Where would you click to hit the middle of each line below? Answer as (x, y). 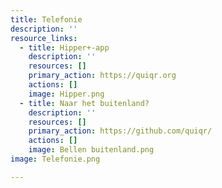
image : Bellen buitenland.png (91, 150)
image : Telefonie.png (55, 159)
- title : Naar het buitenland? (84, 103)
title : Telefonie (46, 19)
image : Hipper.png (66, 94)
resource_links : (44, 38)
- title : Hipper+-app (64, 47)
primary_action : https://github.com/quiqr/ (120, 131)
